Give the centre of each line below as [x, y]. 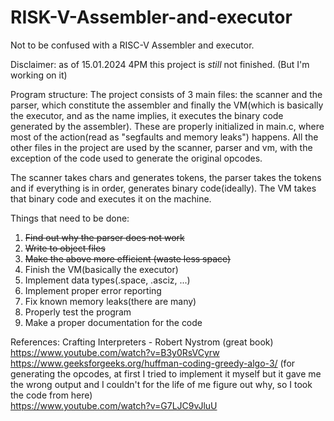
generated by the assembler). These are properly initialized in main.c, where [167, 126]
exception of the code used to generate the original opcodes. [136, 158]
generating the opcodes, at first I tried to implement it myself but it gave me [166, 373]
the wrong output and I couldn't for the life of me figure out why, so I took [161, 384]
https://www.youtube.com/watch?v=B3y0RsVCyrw [115, 352]
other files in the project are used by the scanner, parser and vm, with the [161, 147]
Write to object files [65, 248]
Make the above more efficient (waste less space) [128, 258]
